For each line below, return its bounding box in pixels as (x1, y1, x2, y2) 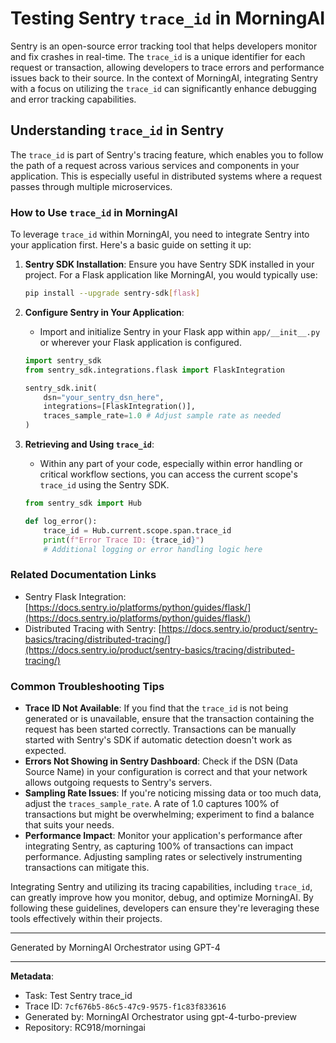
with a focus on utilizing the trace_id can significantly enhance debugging (10, 82, 317, 94)
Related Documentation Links (10, 568, 157, 582)
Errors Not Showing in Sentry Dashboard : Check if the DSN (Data (24, 755, 298, 767)
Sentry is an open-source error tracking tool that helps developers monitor (10, 40, 318, 52)
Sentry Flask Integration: (24, 590, 127, 602)
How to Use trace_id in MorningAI (10, 205, 178, 219)
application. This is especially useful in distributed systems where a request (10, 170, 323, 182)
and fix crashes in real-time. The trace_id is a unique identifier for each (10, 50, 306, 62)
